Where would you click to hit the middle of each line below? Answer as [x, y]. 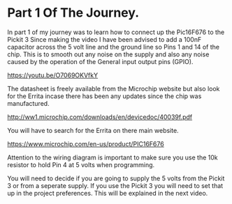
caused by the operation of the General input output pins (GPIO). [100, 61]
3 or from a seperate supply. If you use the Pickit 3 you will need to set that [115, 185]
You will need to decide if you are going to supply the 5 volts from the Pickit [116, 178]
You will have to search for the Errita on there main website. [93, 130]
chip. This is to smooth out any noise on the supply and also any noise [108, 54]
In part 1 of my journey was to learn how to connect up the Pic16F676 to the [116, 32]
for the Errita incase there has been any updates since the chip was [104, 96]
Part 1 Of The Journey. [73, 13]
